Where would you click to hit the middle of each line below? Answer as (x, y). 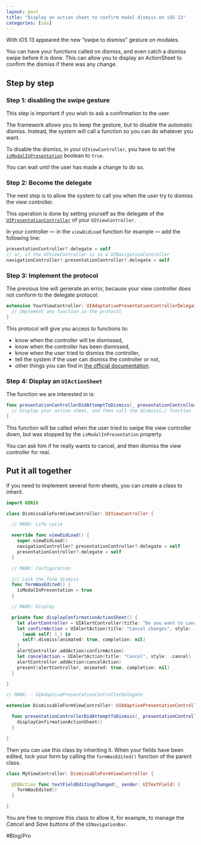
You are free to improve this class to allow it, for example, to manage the (95, 818)
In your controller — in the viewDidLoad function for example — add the (93, 232)
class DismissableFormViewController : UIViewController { (80, 514)
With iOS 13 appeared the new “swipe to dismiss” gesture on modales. (93, 40)
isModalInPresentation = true (55, 590)
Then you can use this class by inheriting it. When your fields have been (95, 750)
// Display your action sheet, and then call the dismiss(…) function (101, 411)
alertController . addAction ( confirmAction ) (71, 651)
